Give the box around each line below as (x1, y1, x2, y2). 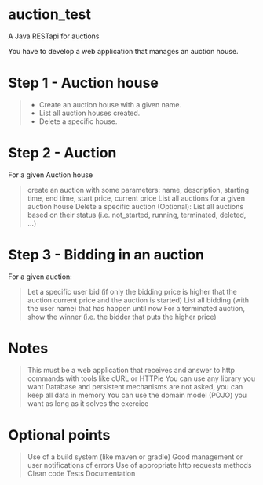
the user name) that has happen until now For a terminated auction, (27, 303, 246, 313)
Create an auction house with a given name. (38, 100, 182, 109)
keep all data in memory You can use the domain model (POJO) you (27, 390, 247, 400)
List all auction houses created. (38, 108, 141, 118)
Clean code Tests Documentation (27, 469, 136, 478)
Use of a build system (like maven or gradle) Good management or (27, 452, 243, 461)
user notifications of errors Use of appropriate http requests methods (27, 460, 252, 469)
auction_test (8, 5, 92, 24)
